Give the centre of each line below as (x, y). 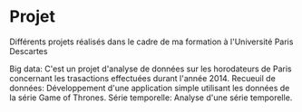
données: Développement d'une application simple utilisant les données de (150, 88)
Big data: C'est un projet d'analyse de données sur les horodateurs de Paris (151, 69)
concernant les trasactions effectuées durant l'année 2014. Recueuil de (143, 78)
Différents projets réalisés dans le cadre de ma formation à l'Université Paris (151, 42)
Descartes (29, 51)
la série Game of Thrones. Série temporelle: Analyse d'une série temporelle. (151, 98)
